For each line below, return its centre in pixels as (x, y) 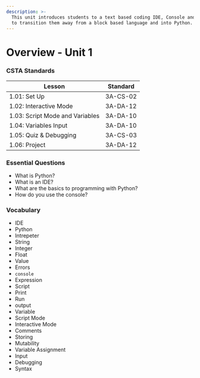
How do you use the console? (51, 195)
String (22, 242)
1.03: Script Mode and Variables (54, 116)
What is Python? (35, 176)
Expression (29, 280)
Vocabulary (23, 210)
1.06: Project (27, 145)
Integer (24, 249)
